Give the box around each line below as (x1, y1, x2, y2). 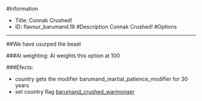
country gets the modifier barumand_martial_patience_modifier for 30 (14, 75, 188, 82)
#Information (6, 5, 38, 12)
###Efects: (6, 64, 34, 71)
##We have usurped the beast (6, 40, 81, 47)
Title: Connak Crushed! (14, 17, 73, 23)
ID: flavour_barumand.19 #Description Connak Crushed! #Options (14, 23, 177, 30)
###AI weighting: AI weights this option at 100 (6, 52, 120, 59)
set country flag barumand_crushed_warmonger (14, 88, 135, 95)
